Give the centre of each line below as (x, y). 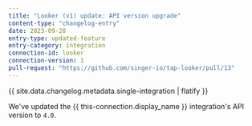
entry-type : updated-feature (57, 38)
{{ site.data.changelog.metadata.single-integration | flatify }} (108, 91)
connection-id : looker (46, 53)
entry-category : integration (57, 46)
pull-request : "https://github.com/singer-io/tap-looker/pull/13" (122, 68)
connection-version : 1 (46, 61)
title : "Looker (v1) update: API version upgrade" (95, 16)
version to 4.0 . (32, 115)
